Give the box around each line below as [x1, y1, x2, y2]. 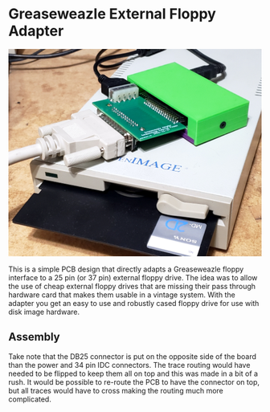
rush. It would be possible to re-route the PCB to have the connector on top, [8, 377, 260, 386]
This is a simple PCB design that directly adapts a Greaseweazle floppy [8, 264, 244, 274]
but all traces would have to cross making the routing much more [8, 385, 223, 395]
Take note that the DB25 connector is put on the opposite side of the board [8, 351, 257, 361]
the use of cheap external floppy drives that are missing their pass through [8, 281, 256, 291]
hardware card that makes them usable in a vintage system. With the [8, 290, 235, 300]
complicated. [8, 394, 52, 404]
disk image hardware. [8, 307, 80, 316]
